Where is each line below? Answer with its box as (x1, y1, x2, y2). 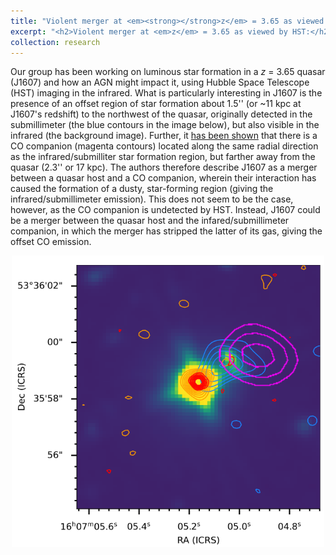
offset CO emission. (10, 236, 92, 248)
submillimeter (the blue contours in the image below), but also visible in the (10, 119, 320, 131)
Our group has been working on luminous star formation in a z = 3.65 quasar (10, 66, 326, 78)
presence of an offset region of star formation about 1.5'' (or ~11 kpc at (10, 98, 302, 110)
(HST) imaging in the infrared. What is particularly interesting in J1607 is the (10, 87, 323, 99)
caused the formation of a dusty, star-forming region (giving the (10, 183, 274, 195)
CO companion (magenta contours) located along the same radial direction (10, 140, 319, 152)
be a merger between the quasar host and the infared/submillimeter (10, 215, 290, 227)
